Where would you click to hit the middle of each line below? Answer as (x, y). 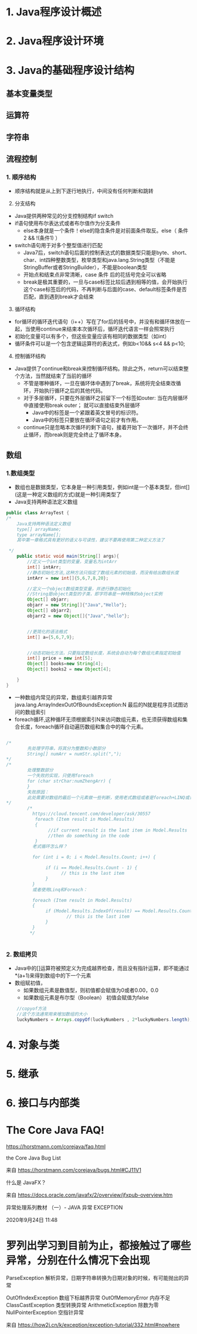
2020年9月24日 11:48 (32, 1220)
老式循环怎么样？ (50, 847)
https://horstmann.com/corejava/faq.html (56, 1147)
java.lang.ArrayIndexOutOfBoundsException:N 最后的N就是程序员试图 (99, 705)
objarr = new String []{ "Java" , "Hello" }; (77, 605)
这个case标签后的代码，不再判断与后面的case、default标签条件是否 (105, 289)
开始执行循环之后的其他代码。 (70, 390)
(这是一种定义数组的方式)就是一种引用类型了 (68, 494)
